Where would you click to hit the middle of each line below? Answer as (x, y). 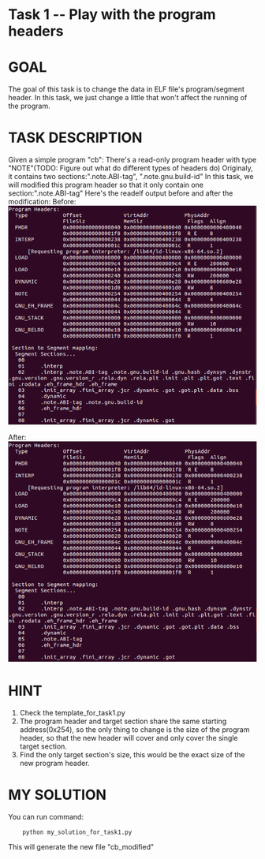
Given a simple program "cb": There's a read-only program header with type (132, 160)
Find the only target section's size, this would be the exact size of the (132, 755)
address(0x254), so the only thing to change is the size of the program (134, 730)
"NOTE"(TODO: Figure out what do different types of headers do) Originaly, (131, 168)
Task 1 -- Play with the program (112, 15)
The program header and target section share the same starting (123, 721)
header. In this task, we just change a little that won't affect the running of (128, 98)
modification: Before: (42, 202)
